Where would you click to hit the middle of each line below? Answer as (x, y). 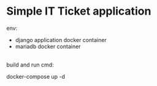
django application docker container (61, 40)
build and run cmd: (30, 65)
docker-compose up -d (36, 76)
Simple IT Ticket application (79, 11)
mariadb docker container (48, 46)
